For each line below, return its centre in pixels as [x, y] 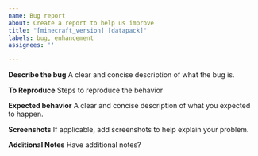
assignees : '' [32, 45]
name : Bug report [37, 16]
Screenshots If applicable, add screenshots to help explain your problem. [129, 130]
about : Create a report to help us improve [81, 23]
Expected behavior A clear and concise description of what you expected [129, 106]
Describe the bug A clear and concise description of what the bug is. [121, 75]
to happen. [26, 114]
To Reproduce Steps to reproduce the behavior [86, 90]
